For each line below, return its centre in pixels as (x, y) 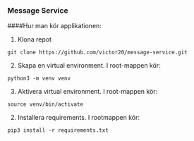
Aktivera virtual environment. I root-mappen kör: (87, 92)
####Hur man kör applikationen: (55, 26)
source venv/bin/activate (45, 104)
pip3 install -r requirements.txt (58, 130)
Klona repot (34, 39)
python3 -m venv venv (39, 79)
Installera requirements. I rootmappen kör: (78, 118)
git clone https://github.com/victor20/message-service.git (98, 53)
